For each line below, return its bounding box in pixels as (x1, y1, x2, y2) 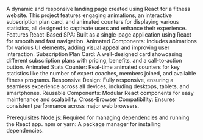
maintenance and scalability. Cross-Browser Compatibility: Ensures (6, 96, 176, 103)
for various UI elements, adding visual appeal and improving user (6, 44, 170, 51)
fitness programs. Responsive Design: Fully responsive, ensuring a (6, 76, 174, 83)
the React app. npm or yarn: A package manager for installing (6, 121, 162, 127)
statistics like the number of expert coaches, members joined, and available (6, 70, 196, 77)
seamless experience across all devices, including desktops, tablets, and (6, 83, 190, 90)
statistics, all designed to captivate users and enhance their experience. (6, 24, 187, 32)
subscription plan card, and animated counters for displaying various (6, 18, 179, 25)
